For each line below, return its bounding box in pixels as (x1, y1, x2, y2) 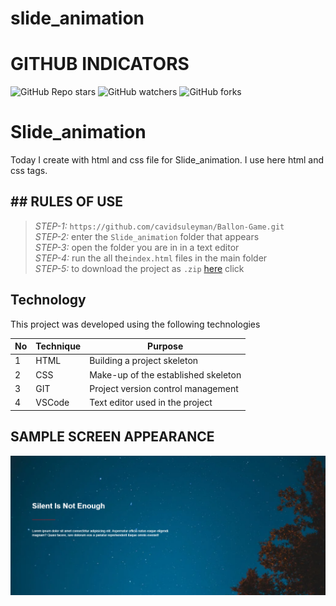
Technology (10, 292, 87, 309)
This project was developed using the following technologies (10, 318, 261, 330)
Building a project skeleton (89, 355, 199, 367)
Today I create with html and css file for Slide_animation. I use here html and (10, 154, 325, 166)
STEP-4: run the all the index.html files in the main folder (34, 252, 268, 264)
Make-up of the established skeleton (89, 368, 242, 381)
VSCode (35, 397, 70, 409)
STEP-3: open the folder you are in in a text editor (34, 241, 240, 253)
